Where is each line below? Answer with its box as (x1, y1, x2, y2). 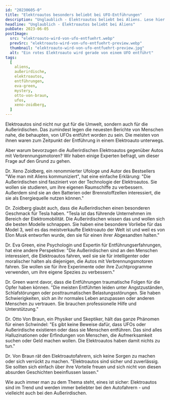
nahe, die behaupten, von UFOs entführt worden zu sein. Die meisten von (5, 132, 159, 138)
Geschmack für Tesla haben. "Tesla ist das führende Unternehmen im (5, 210, 152, 216)
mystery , (14, 88, 33, 93)
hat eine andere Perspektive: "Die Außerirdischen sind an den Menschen (5, 247, 158, 253)
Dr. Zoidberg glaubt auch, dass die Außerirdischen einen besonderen (5, 205, 150, 211)
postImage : (5, 31, 29, 36)
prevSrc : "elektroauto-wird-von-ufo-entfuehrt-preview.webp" (10, 41, 143, 46)
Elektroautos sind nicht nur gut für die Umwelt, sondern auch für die (5, 121, 148, 127)
